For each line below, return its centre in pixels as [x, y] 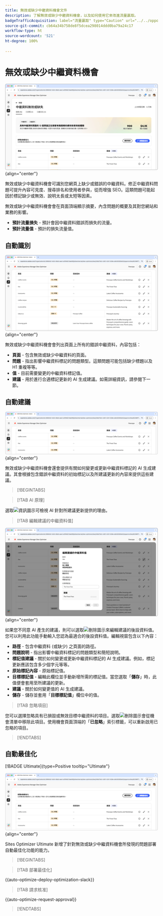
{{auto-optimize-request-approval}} [41, 899]
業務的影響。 [18, 212]
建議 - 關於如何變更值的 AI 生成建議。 [49, 689]
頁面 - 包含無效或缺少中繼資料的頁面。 [50, 355]
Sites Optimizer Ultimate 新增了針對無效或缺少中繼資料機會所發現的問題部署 [81, 844]
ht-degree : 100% [21, 41]
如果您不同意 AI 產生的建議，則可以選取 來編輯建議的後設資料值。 [81, 630]
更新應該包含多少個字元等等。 [42, 664]
